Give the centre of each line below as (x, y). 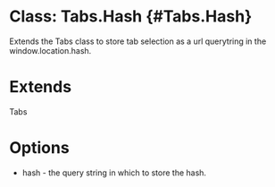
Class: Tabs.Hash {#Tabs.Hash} (131, 17)
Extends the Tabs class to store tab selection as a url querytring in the (138, 41)
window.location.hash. (50, 50)
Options (39, 148)
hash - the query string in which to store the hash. (114, 173)
